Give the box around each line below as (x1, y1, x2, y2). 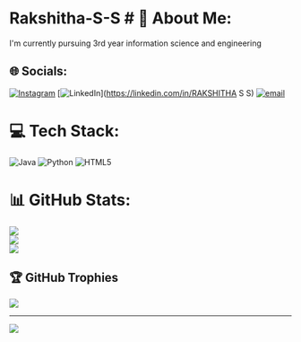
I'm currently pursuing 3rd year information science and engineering (9, 38, 262, 48)
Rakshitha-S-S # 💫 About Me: (9, 8, 232, 29)
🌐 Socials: (9, 64, 68, 79)
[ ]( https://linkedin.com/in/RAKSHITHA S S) (56, 87, 254, 98)
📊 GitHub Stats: (9, 189, 132, 210)
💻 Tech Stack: (9, 120, 120, 141)
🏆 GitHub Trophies (9, 270, 119, 285)
